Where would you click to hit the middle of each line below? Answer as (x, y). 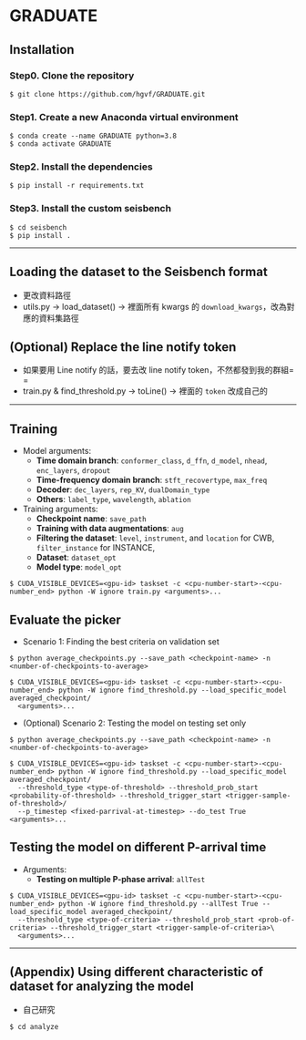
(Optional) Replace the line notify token (123, 347)
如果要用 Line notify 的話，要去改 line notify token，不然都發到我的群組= (158, 370)
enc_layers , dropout (73, 470)
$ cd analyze (34, 1026)
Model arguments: (57, 451)
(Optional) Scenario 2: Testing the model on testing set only (134, 723)
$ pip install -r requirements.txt (77, 186)
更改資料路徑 (46, 295)
